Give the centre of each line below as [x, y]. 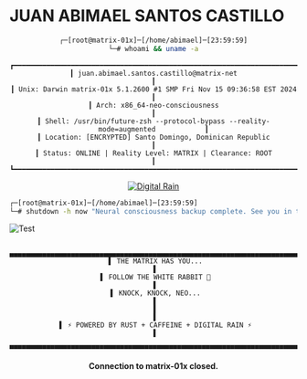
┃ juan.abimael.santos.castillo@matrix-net [153, 73]
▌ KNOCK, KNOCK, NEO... [155, 293]
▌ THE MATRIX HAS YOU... [155, 261]
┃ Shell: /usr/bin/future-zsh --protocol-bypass [131, 121]
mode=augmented [127, 129]
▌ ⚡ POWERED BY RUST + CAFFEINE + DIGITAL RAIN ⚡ [155, 325]
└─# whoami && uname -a [153, 48]
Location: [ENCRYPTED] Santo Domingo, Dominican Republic [158, 137]
